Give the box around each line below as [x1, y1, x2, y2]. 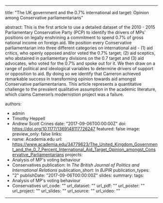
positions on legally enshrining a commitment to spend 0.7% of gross [5, 35, 144, 40]
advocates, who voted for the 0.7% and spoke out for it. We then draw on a [5, 60, 155, 66]
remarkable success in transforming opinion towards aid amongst [5, 76, 136, 82]
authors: [5, 101, 22, 107]
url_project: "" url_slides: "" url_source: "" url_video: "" [12, 188, 120, 194]
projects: [65, 152, 83, 157]
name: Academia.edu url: [12, 136, 63, 142]
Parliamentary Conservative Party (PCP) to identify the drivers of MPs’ [5, 30, 146, 35]
